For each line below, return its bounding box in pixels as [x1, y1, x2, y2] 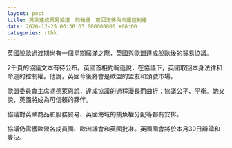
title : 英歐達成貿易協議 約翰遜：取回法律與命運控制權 [7, 17, 147, 23]
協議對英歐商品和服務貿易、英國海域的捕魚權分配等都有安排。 [7, 110, 183, 118]
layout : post [7, 10, 45, 17]
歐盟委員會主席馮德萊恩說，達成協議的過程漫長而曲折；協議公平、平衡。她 [7, 87, 219, 95]
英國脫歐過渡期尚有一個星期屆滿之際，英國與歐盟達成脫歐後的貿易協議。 [7, 49, 213, 57]
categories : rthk [7, 29, 57, 36]
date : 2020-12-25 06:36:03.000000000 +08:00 [7, 23, 137, 30]
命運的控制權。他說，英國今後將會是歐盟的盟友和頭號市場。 [7, 72, 177, 81]
